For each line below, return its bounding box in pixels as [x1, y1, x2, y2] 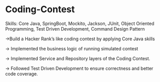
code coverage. [5, 70, 38, 77]
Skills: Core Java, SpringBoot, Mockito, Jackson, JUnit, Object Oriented [5, 20, 154, 26]
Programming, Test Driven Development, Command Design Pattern [5, 25, 145, 32]
